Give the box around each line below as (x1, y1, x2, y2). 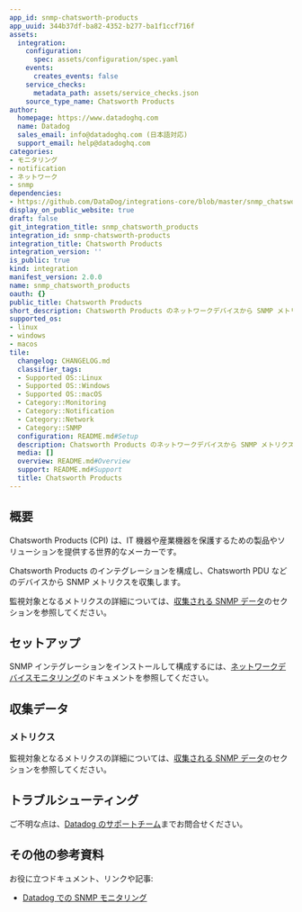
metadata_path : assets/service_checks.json (32, 88, 200, 97)
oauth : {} (9, 289, 47, 298)
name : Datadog (17, 122, 70, 131)
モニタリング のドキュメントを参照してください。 (32, 673, 214, 683)
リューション (9, 546, 57, 556)
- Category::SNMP (17, 423, 83, 432)
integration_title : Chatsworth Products (9, 239, 164, 248)
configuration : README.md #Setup (17, 431, 139, 441)
